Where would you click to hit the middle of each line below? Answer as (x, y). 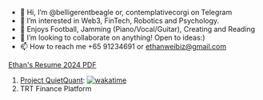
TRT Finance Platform (56, 88)
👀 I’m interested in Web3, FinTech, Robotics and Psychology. (120, 21)
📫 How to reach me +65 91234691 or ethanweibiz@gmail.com (123, 46)
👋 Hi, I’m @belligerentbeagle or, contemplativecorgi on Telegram (126, 12)
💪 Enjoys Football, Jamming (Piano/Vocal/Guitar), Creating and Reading (137, 29)
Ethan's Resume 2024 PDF (52, 65)
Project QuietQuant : (52, 80)
